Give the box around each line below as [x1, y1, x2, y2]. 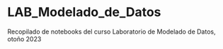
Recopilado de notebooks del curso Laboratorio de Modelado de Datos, [7, 27, 216, 36]
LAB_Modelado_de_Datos [7, 4, 161, 20]
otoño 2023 [7, 34, 42, 43]
